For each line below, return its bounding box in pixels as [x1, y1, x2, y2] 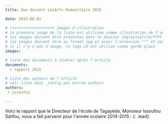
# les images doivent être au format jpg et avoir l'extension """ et [5, 39, 155, 44]
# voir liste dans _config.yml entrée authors [5, 80, 104, 85]
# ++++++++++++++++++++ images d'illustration [5, 25, 104, 30]
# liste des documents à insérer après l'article [5, 57, 111, 62]
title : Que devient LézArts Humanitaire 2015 [5, 7, 101, 12]
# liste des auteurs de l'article [5, 76, 77, 81]
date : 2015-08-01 [5, 16, 41, 21]
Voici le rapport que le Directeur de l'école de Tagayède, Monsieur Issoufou [5, 108, 161, 114]
